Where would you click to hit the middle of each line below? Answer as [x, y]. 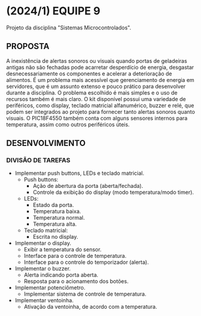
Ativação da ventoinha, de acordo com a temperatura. [90, 307]
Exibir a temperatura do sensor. [63, 250]
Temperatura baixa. [57, 211]
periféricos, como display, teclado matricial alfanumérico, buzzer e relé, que [100, 105]
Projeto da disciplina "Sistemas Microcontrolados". [69, 28]
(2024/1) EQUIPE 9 [53, 11]
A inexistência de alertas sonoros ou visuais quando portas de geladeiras [97, 60]
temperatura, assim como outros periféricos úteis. [68, 124]
